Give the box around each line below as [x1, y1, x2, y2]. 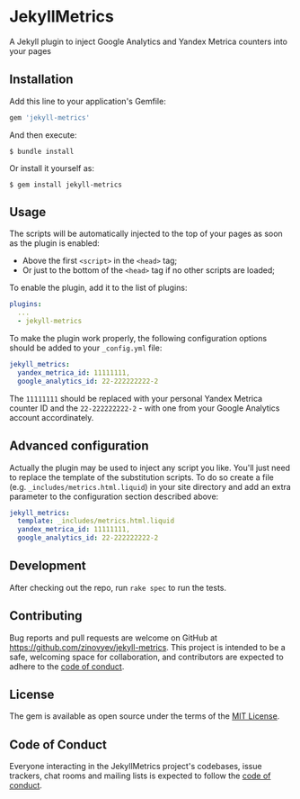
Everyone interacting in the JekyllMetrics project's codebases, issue [9, 761, 262, 772]
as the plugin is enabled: [9, 238, 101, 249]
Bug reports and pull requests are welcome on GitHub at [9, 632, 218, 643]
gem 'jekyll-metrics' [9, 113, 91, 123]
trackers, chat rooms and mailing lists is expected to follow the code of [9, 770, 271, 781]
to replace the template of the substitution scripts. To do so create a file [9, 471, 274, 483]
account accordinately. [9, 412, 94, 422]
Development [9, 558, 87, 574]
